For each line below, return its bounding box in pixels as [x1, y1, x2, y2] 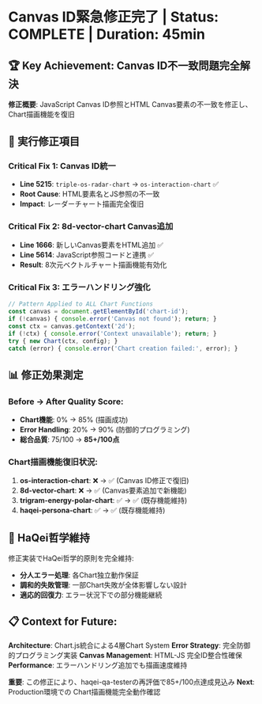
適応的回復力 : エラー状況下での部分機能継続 [19, 590, 163, 599]
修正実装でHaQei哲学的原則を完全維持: [8, 554, 134, 563]
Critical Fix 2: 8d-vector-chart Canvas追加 [8, 220, 174, 231]
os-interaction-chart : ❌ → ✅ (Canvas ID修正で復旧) [19, 476, 189, 485]
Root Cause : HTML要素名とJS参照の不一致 [19, 188, 160, 199]
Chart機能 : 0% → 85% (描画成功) [19, 415, 129, 424]
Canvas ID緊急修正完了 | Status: [8, 8, 219, 26]
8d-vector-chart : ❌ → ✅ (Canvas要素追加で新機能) [19, 485, 187, 496]
